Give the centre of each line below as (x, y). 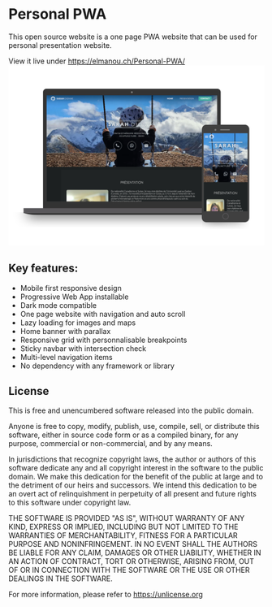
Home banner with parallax (65, 331)
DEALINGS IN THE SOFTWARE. (60, 579)
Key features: (43, 269)
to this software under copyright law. (70, 503)
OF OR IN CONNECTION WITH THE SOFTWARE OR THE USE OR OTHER (129, 570)
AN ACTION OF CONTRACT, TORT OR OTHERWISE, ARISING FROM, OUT (131, 561)
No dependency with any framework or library (97, 366)
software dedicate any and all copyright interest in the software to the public (136, 468)
